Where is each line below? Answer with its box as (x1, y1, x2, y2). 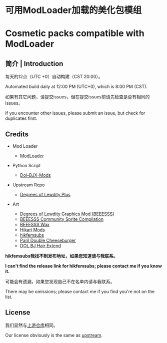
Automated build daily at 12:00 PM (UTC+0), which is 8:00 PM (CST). (5, 83, 147, 90)
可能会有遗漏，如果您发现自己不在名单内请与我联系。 (5, 279, 115, 285)
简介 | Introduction (5, 59, 63, 68)
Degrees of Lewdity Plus (19, 192, 71, 197)
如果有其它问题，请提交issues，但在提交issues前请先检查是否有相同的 (5, 94, 150, 100)
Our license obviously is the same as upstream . (5, 332, 102, 338)
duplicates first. (5, 115, 37, 121)
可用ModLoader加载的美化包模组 (5, 4, 142, 16)
